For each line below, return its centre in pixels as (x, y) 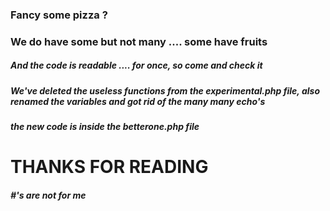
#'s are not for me (48, 195)
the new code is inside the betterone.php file (105, 127)
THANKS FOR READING (109, 167)
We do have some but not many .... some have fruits (139, 41)
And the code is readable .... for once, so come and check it (136, 65)
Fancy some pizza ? (59, 15)
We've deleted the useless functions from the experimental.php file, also (165, 90)
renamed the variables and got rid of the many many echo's (138, 101)
